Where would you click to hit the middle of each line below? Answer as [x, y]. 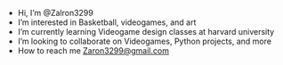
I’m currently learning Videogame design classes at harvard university [146, 32]
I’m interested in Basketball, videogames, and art [107, 22]
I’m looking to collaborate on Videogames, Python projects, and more [144, 41]
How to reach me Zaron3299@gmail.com [93, 51]
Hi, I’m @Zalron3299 [55, 13]
